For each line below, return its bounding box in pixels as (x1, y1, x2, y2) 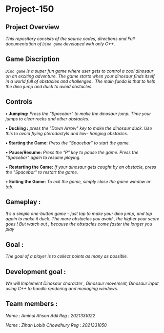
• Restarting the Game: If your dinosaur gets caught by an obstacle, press (5, 164, 157, 170)
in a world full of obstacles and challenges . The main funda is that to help (5, 78, 156, 84)
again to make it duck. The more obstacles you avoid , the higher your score (5, 216, 160, 222)
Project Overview (5, 23, 60, 31)
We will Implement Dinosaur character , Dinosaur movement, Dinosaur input (5, 280, 159, 286)
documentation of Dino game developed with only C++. (5, 41, 115, 47)
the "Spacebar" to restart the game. (5, 169, 79, 175)
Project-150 (5, 3, 54, 15)
